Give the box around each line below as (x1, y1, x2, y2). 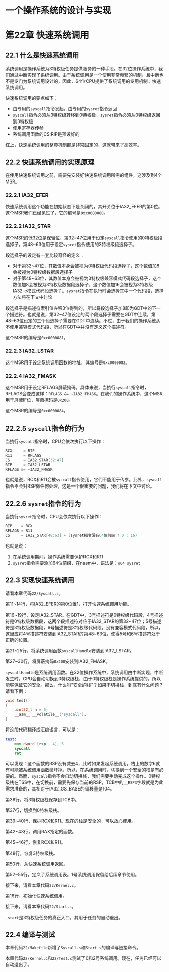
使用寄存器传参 (12, 125, 44, 131)
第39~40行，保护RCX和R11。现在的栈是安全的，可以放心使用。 (5, 818, 136, 824)
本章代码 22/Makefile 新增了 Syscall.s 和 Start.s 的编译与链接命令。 (5, 945, 141, 951)
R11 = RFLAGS (5, 453, 42, 458)
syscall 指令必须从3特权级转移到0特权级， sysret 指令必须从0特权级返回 (12, 112, 161, 118)
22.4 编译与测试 (5, 930, 55, 939)
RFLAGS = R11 (5, 528, 33, 533)
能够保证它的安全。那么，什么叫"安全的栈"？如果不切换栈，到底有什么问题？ (5, 682, 164, 688)
